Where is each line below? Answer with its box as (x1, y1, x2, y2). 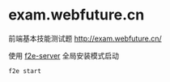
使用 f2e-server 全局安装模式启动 (8, 50, 120, 60)
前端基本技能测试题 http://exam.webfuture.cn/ (8, 33, 162, 43)
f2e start (8, 67, 42, 75)
